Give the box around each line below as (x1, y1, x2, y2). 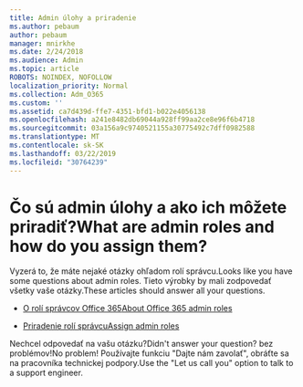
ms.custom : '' (9, 98, 64, 108)
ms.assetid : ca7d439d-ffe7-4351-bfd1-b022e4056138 (9, 107, 206, 116)
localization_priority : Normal (9, 81, 129, 90)
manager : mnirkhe (9, 38, 76, 48)
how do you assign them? (9, 235, 208, 256)
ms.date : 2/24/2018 (9, 47, 84, 57)
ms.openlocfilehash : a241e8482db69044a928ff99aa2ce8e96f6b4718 (9, 115, 256, 124)
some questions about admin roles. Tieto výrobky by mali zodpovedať (9, 276, 272, 287)
